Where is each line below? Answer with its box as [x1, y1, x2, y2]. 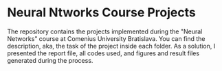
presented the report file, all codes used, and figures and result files [7, 49, 200, 57]
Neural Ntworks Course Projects [7, 5, 196, 20]
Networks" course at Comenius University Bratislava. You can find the [7, 34, 206, 42]
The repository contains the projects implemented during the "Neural [7, 27, 203, 35]
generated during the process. [7, 56, 93, 64]
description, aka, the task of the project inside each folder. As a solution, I [7, 42, 216, 50]
